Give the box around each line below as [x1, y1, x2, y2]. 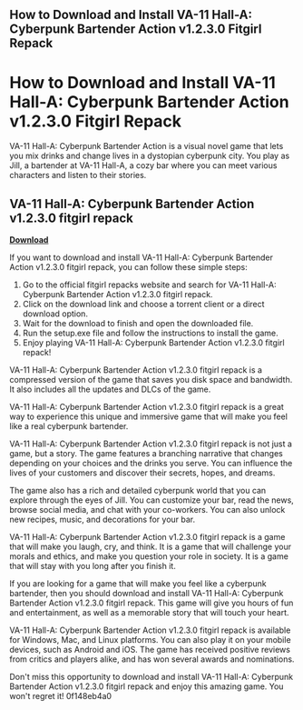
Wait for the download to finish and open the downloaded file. [22, 318, 254, 329]
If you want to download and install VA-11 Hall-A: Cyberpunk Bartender [9, 252, 274, 263]
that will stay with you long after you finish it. [9, 561, 177, 572]
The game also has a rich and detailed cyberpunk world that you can [9, 485, 267, 496]
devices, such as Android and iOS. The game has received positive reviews [9, 645, 290, 655]
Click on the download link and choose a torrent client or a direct [22, 299, 265, 310]
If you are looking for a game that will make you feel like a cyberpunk [9, 578, 267, 589]
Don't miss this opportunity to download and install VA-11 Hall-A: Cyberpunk [9, 672, 293, 683]
